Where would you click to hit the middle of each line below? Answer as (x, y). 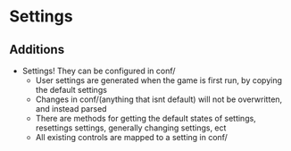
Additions (37, 50)
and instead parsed (71, 109)
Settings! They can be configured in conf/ (99, 71)
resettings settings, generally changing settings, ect (131, 128)
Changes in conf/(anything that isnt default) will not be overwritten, (159, 99)
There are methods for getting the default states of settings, (145, 118)
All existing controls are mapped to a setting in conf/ (131, 137)
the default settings (71, 90)
